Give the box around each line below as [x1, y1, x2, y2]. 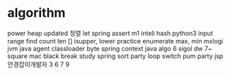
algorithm [7, 5, 66, 21]
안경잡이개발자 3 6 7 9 [7, 60, 69, 68]
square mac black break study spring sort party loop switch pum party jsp [7, 51, 224, 60]
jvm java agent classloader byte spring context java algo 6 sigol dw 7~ [7, 44, 212, 53]
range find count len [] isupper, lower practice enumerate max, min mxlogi [7, 36, 224, 45]
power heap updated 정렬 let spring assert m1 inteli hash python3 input [7, 29, 214, 37]
